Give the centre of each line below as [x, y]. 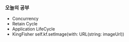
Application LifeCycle [33, 29]
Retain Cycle [25, 24]
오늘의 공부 [17, 7]
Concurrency [25, 19]
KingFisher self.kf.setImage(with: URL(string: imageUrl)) [68, 34]
